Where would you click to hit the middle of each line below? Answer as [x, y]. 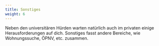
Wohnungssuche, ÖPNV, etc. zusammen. [47, 38]
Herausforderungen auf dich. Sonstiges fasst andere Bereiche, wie [73, 33]
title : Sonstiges [23, 9]
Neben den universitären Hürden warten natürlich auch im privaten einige [79, 28]
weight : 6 [15, 14]
